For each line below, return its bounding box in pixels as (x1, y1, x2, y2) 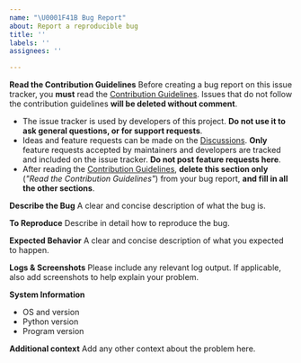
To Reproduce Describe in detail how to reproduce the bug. (9, 218, 231, 229)
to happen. (9, 245, 49, 256)
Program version (22, 326, 84, 337)
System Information (9, 289, 85, 300)
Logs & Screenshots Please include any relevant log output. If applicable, (9, 262, 281, 273)
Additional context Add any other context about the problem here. (9, 343, 256, 354)
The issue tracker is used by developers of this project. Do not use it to (22, 116, 286, 127)
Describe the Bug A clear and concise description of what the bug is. (9, 200, 267, 212)
